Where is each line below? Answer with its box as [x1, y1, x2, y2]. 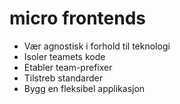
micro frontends [9, 7, 147, 30]
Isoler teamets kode [23, 50, 106, 62]
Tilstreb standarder [23, 72, 103, 84]
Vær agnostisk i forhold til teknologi [23, 40, 171, 52]
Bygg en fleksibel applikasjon [23, 82, 146, 94]
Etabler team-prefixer [23, 61, 113, 73]
